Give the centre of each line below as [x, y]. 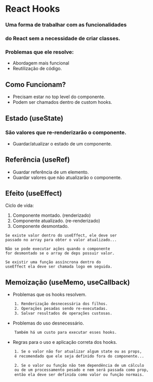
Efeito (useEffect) [34, 194]
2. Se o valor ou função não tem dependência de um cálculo [79, 365]
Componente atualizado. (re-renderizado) [56, 221]
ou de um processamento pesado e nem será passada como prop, [82, 370]
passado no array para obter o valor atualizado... [61, 240]
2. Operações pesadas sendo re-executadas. [61, 309]
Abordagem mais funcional [41, 63]
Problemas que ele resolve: [40, 52]
